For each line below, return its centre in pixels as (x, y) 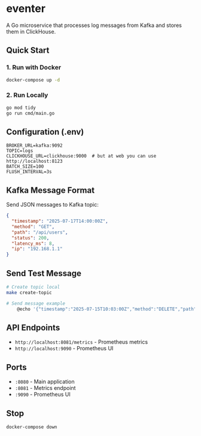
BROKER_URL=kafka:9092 (34, 146)
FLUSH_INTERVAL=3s (29, 172)
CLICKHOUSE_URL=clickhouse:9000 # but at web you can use (81, 156)
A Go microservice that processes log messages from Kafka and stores (94, 25)
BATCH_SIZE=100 (25, 166)
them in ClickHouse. (31, 31)
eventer (26, 9)
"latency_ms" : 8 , (33, 243)
